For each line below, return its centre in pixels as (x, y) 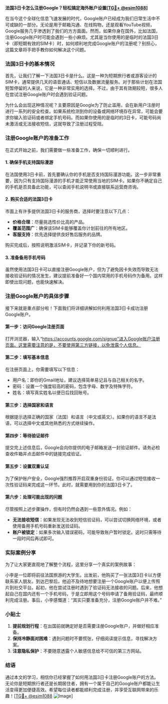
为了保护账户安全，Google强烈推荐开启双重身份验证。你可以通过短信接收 (80, 478)
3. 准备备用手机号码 (25, 257)
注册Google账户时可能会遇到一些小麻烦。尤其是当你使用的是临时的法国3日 (82, 37)
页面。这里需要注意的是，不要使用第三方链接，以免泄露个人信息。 (73, 345)
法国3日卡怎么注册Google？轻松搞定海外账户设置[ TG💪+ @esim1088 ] (76, 8)
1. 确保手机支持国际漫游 (29, 162)
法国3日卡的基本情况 (30, 63)
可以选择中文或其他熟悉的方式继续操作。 (55, 423)
